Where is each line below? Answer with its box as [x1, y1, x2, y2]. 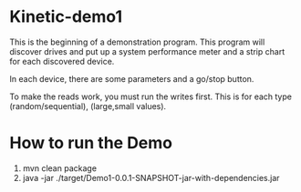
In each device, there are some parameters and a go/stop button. [9, 73, 254, 84]
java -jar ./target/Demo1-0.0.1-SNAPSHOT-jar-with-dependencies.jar [22, 172, 280, 183]
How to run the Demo [9, 133, 173, 154]
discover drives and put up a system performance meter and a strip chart [9, 45, 285, 56]
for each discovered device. [9, 56, 115, 66]
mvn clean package [22, 162, 98, 174]
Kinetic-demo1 [9, 6, 123, 27]
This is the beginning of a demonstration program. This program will [9, 36, 265, 47]
